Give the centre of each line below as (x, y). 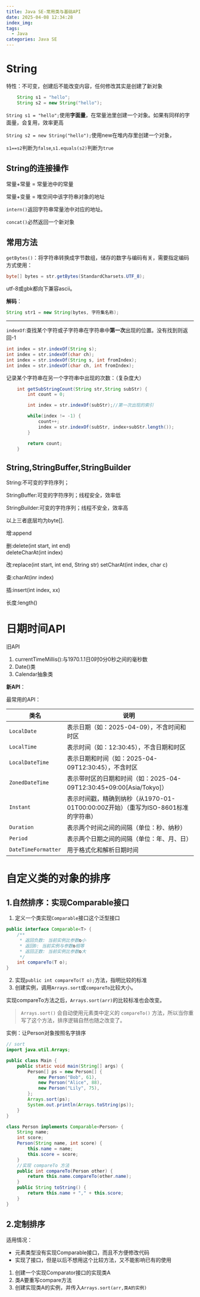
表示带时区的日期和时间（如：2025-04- (124, 779)
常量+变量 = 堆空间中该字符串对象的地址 (56, 197)
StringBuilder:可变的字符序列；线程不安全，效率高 (67, 508)
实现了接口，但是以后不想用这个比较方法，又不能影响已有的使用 (93, 1259)
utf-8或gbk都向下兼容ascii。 (41, 289)
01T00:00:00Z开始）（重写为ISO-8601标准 (128, 807)
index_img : (20, 23)
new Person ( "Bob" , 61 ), (67, 1077)
